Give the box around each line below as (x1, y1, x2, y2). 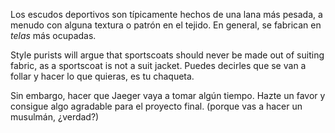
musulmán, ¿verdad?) (10, 111, 100, 123)
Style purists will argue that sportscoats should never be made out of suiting (10, 49, 325, 61)
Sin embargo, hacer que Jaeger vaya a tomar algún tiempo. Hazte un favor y (10, 90, 326, 101)
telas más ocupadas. (10, 30, 97, 41)
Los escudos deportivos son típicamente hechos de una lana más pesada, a (10, 9, 323, 20)
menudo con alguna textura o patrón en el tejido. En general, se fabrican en (10, 19, 322, 31)
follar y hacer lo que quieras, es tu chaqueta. (10, 70, 195, 82)
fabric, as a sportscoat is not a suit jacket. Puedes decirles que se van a (10, 60, 307, 71)
